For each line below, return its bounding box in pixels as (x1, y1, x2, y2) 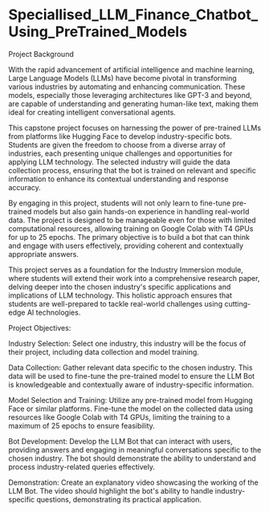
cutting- (224, 299, 251, 308)
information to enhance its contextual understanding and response (8, 174, 229, 184)
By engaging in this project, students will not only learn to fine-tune (8, 198, 231, 208)
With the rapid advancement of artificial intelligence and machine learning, (8, 64, 255, 74)
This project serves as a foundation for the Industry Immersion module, (8, 265, 243, 274)
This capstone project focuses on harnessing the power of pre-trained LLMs (8, 123, 262, 132)
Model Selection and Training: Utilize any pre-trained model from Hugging (8, 395, 253, 404)
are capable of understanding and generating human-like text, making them (8, 99, 259, 108)
